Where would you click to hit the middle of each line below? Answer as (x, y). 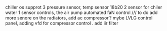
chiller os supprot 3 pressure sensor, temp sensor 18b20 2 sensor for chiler (84, 7)
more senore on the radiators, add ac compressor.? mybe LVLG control (79, 18)
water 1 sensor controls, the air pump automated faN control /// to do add (81, 12)
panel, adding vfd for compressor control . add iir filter (62, 23)
